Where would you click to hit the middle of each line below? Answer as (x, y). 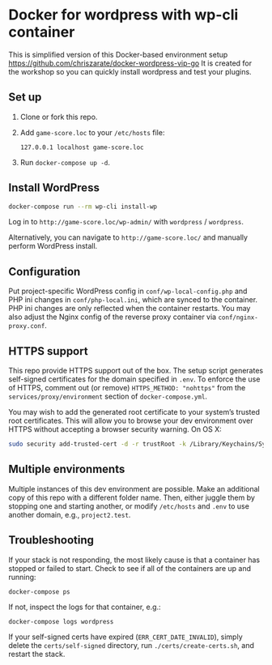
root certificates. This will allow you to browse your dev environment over (131, 421)
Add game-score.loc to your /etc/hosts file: (92, 132)
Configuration (45, 272)
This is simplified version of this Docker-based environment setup (118, 54)
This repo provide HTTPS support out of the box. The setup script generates (136, 371)
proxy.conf (27, 326)
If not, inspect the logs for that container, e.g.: (85, 607)
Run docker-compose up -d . (65, 162)
